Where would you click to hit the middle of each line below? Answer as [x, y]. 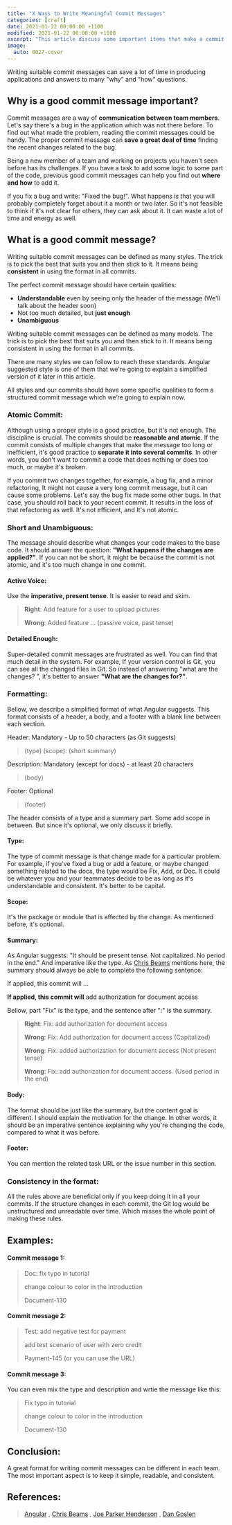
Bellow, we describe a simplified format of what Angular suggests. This [108, 709]
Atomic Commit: [35, 415]
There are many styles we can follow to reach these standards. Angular [109, 361]
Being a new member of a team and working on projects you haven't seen [113, 161]
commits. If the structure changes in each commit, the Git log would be [108, 1204]
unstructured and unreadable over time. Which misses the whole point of [111, 1211]
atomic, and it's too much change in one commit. [77, 565]
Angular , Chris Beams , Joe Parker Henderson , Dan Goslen [110, 1514]
